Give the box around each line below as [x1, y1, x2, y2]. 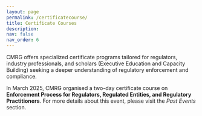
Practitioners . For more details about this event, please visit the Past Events [6, 97, 196, 105]
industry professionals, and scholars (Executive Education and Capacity [6, 60, 186, 67]
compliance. [6, 73, 37, 80]
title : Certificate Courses [6, 20, 77, 26]
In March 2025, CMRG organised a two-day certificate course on [6, 85, 168, 91]
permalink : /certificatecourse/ [6, 14, 88, 21]
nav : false [6, 31, 34, 37]
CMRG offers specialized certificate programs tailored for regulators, [6, 54, 177, 60]
